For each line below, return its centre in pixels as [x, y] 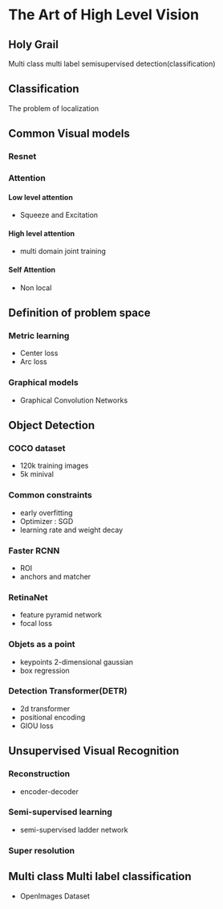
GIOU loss [36, 726]
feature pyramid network [61, 615]
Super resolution [41, 850]
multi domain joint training [63, 252]
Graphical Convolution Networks [74, 400]
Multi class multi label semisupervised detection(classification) [112, 63]
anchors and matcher [55, 576]
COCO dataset [37, 448]
